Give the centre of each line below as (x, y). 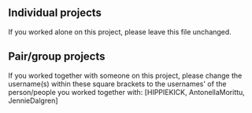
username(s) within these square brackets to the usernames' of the (117, 84)
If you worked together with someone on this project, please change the (125, 75)
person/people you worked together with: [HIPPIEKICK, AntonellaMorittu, (127, 92)
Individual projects (55, 13)
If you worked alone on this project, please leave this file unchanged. (120, 31)
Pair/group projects (57, 57)
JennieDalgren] (33, 100)
